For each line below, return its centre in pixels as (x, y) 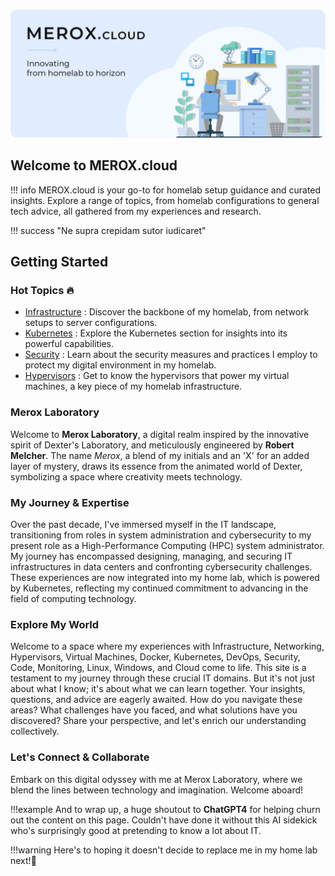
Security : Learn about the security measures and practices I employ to (171, 355)
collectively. (35, 731)
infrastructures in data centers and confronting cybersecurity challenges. (161, 567)
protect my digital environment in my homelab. (120, 365)
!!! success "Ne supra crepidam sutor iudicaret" (108, 230)
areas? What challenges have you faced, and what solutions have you (154, 710)
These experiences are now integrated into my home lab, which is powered (165, 578)
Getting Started (59, 262)
